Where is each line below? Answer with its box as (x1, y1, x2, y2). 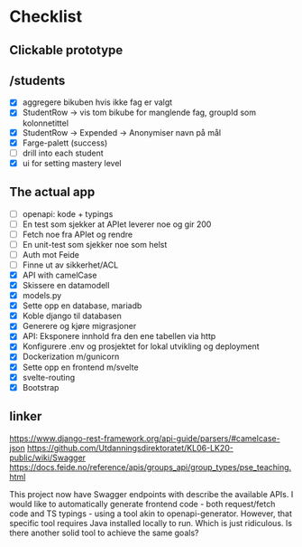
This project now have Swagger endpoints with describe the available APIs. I (9, 488, 294, 499)
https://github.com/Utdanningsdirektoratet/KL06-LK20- (26, 442, 234, 453)
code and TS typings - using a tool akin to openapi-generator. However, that (9, 508, 293, 519)
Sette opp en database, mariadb (22, 300, 142, 311)
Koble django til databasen (22, 310, 122, 322)
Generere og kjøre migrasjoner (22, 321, 137, 332)
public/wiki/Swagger (9, 452, 87, 463)
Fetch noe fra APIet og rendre (22, 229, 133, 240)
